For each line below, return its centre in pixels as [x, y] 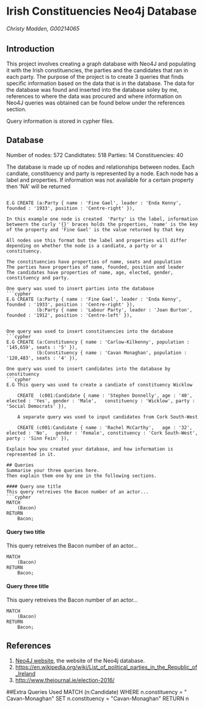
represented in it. [31, 454]
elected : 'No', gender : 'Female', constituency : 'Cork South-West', [102, 433]
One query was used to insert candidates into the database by [89, 369]
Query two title [26, 532]
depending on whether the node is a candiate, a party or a [85, 246]
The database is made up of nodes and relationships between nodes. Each [100, 167]
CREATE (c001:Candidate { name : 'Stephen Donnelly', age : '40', [105, 396]
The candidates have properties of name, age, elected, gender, [90, 272]
